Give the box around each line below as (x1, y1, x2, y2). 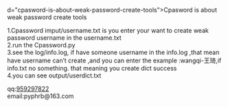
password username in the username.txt (7, 34, 122, 42)
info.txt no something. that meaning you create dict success (7, 64, 177, 72)
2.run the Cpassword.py (7, 41, 76, 49)
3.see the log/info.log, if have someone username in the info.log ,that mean (7, 48, 220, 56)
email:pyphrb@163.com (7, 92, 74, 100)
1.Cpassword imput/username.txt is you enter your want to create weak (7, 27, 209, 34)
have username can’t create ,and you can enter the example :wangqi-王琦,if (7, 56, 222, 64)
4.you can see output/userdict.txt (7, 71, 102, 80)
